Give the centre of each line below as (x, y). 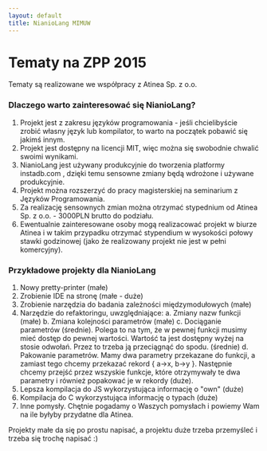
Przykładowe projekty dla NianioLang (82, 270)
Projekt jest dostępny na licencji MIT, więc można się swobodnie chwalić (139, 147)
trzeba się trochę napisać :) (53, 438)
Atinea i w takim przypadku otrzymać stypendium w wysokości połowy (136, 233)
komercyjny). (41, 249)
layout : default (35, 16)
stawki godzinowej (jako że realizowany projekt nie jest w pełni (123, 241)
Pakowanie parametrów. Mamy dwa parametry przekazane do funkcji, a (137, 355)
